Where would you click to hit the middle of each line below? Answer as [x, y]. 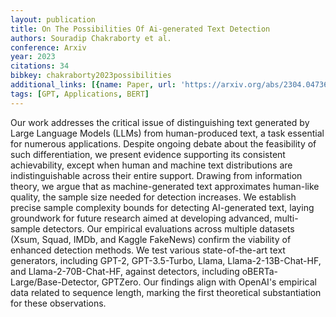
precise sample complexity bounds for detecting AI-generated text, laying [162, 207]
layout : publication [53, 19]
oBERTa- [259, 271]
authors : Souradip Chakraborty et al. [91, 38]
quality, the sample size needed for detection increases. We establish [153, 197]
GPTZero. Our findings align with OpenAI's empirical [209, 282]
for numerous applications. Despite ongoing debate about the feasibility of [163, 143]
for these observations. [58, 303]
